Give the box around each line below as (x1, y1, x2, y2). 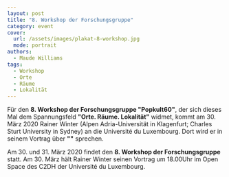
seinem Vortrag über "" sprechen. (7, 134, 105, 143)
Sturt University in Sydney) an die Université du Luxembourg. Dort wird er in (7, 128, 223, 136)
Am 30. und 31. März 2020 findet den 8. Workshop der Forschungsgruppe (7, 148, 221, 156)
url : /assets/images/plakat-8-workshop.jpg (13, 36, 140, 43)
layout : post (7, 10, 45, 17)
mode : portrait (13, 42, 57, 49)
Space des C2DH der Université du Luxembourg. (7, 163, 146, 171)
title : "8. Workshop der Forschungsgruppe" (7, 16, 134, 23)
